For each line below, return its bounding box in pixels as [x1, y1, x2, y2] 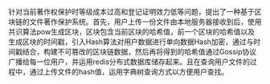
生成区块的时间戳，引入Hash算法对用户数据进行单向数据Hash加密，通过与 [8, 37, 254, 46]
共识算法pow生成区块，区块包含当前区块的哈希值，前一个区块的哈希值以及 [8, 27, 256, 36]
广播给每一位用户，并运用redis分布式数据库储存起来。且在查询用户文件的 [8, 57, 251, 66]
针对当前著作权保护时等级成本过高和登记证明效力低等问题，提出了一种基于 [8, 7, 255, 16]
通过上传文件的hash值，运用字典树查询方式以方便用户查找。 [29, 67, 229, 76]
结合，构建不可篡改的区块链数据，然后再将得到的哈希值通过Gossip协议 [22, 47, 257, 56]
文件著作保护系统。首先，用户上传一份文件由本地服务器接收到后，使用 [29, 17, 262, 26]
